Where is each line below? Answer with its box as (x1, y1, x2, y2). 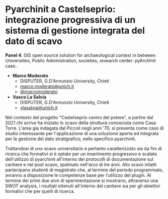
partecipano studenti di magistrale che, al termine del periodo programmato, (5, 167, 163, 173)
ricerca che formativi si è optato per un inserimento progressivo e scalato (5, 151, 157, 157)
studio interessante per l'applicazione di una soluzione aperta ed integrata (5, 130, 159, 136)
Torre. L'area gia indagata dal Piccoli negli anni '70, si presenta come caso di (5, 125, 164, 131)
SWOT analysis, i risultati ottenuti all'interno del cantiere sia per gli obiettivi (5, 182, 160, 189)
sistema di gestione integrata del (5, 25, 145, 36)
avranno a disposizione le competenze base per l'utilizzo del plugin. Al (5, 172, 151, 178)
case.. (5, 63, 18, 69)
